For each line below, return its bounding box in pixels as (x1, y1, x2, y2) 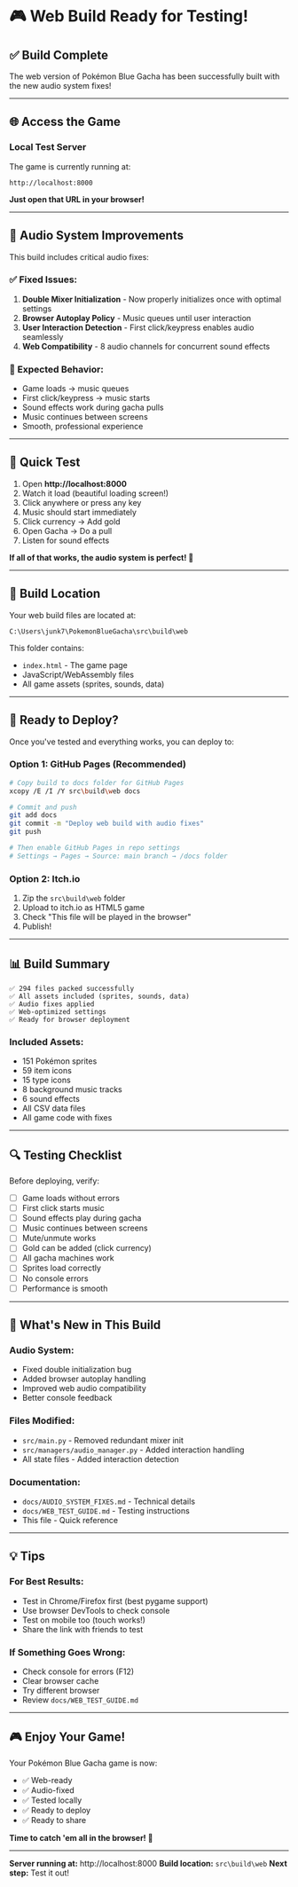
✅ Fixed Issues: (9, 273, 78, 286)
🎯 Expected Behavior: (9, 363, 104, 375)
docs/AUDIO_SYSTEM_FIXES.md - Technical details (21, 1496, 196, 1506)
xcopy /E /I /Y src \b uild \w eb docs (9, 786, 141, 796)
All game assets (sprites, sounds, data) (21, 679, 165, 689)
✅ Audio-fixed (21, 1784, 74, 1796)
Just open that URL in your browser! (9, 193, 145, 204)
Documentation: (9, 1475, 82, 1488)
